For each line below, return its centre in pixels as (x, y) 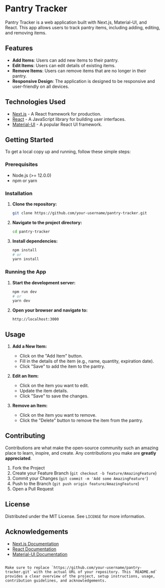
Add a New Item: (30, 347)
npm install (24, 250)
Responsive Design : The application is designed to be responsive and (83, 81)
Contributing (25, 436)
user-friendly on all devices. (41, 86)
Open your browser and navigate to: (50, 310)
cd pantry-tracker (31, 232)
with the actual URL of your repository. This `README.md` (96, 572)
